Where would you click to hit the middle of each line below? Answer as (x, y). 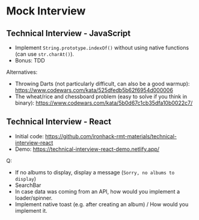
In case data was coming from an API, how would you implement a (97, 191)
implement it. (31, 210)
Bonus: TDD (30, 60)
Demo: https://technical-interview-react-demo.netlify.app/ (87, 149)
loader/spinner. (34, 198)
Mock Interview (46, 11)
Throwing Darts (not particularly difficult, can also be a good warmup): (102, 84)
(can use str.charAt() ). (44, 54)
